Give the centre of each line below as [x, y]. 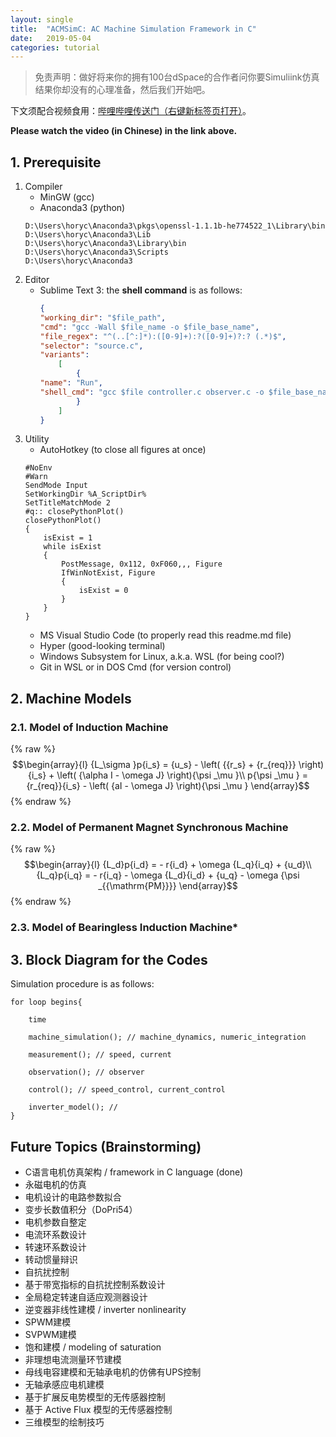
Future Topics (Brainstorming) [106, 1146]
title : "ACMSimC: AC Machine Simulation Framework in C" [133, 29]
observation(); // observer [86, 1072]
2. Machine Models [71, 698]
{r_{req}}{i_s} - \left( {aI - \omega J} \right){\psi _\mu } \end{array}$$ [168, 786]
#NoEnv [38, 468]
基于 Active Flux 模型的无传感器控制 [98, 1409]
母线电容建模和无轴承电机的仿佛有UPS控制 [113, 1372]
